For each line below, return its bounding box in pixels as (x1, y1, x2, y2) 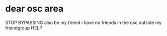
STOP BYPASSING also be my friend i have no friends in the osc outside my (5, 19, 162, 25)
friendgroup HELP (5, 24, 43, 30)
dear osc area (5, 3, 64, 14)
